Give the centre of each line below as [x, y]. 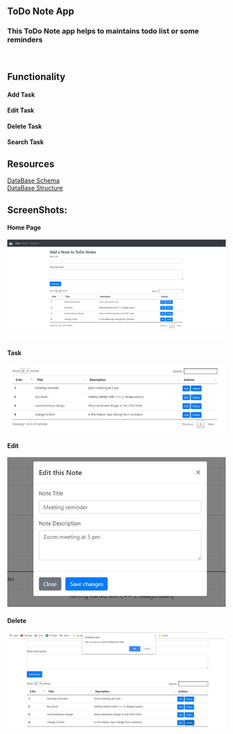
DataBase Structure [35, 188]
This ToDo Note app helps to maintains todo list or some [103, 31]
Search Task [25, 142]
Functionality [36, 77]
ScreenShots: [37, 210]
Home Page [24, 228]
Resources [31, 164]
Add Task [21, 94]
